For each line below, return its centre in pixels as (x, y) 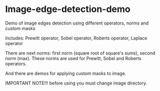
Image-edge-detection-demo (68, 9)
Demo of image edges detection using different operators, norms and (77, 23)
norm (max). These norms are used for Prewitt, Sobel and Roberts (73, 58)
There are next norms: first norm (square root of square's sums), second (80, 53)
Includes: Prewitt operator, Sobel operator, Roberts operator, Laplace (76, 38)
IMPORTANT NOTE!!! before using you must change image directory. (76, 83)
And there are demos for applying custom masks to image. (66, 73)
